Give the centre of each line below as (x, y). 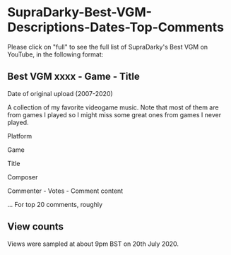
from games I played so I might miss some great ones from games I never (114, 114)
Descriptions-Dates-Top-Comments (116, 27)
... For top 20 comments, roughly (55, 204)
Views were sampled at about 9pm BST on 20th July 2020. (93, 244)
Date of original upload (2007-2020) (60, 93)
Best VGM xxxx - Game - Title (73, 77)
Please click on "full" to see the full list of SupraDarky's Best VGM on (108, 47)
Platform (20, 136)
